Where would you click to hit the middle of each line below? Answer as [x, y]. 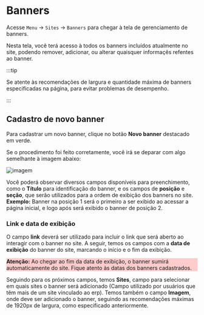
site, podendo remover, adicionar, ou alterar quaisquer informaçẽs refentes [100, 52]
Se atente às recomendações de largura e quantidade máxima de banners [99, 82]
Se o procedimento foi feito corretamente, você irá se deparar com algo [96, 152]
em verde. [19, 140]
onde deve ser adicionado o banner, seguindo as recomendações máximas [100, 299]
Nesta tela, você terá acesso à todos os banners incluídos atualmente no [97, 46]
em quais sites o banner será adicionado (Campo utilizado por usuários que [101, 286]
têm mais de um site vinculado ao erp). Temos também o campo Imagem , [99, 293]
